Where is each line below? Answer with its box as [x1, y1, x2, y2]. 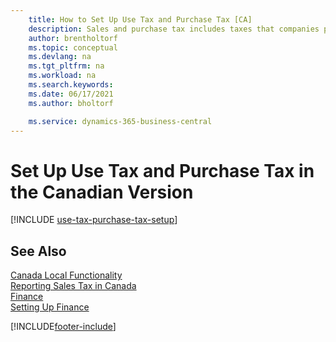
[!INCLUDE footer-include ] [10, 321, 117, 333]
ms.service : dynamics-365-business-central [28, 116, 213, 126]
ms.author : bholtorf [28, 98, 114, 108]
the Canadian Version [10, 181, 194, 203]
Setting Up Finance [10, 301, 90, 313]
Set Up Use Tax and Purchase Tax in [10, 159, 315, 182]
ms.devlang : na [28, 52, 92, 62]
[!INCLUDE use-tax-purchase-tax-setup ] [10, 214, 178, 226]
